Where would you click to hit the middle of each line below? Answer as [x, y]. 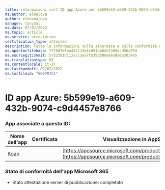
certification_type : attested [36, 42]
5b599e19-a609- [99, 98]
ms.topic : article [24, 32]
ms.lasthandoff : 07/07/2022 [34, 69]
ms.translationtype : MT [29, 60]
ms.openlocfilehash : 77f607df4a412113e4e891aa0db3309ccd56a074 [71, 51]
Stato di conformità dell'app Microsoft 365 [57, 171]
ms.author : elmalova [26, 14]
